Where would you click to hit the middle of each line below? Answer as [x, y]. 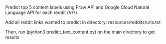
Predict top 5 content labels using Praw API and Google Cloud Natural [77, 7]
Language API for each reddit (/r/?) [41, 12]
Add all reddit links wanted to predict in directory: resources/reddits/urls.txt [83, 22]
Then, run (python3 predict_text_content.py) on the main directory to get [80, 32]
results [12, 37]
